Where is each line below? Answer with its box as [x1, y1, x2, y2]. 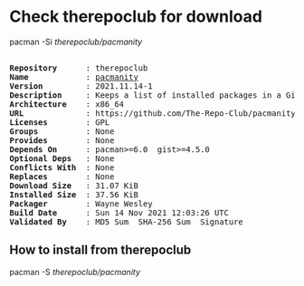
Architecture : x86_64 [9, 99, 125, 110]
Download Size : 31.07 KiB [9, 180, 138, 191]
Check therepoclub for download [9, 6, 262, 27]
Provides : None [9, 135, 115, 146]
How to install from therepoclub [9, 243, 192, 258]
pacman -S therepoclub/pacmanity [9, 266, 141, 277]
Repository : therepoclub [9, 62, 148, 73]
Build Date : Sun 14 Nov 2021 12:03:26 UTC [9, 207, 229, 218]
